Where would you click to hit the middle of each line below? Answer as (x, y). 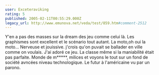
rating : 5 (15, 14)
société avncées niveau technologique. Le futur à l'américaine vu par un (77, 62)
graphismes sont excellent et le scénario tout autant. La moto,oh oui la (75, 42)
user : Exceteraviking (27, 9)
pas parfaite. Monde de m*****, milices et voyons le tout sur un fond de (77, 57)
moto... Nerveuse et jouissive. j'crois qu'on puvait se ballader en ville (74, 47)
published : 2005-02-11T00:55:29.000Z (43, 18)
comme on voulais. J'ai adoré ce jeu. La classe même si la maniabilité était (79, 52)
